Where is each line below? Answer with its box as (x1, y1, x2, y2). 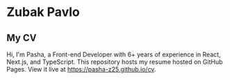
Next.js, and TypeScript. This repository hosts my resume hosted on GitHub (6, 58, 223, 66)
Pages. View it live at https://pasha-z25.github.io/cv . (6, 65, 156, 73)
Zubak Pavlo (6, 4, 81, 20)
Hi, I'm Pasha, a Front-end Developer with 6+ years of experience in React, (6, 50, 221, 58)
